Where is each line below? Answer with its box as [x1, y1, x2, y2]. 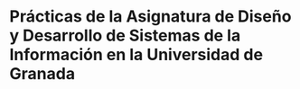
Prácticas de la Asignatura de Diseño [9, 6, 292, 27]
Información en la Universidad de [9, 45, 264, 65]
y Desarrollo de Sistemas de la [9, 25, 241, 46]
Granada [9, 64, 75, 85]
